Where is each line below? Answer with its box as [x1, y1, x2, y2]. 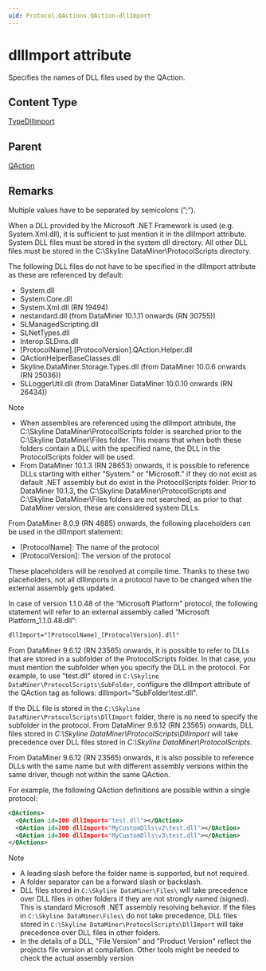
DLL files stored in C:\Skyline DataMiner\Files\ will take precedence [19, 886, 248, 895]
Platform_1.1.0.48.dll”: [8, 616, 77, 625]
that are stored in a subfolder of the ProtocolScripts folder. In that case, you [8, 653, 256, 663]
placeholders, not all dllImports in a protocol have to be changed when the [8, 575, 252, 584]
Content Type [8, 95, 78, 109]
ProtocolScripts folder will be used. [19, 452, 135, 461]
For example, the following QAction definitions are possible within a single [8, 785, 251, 795]
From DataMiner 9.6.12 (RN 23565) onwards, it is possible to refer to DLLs [8, 645, 249, 655]
